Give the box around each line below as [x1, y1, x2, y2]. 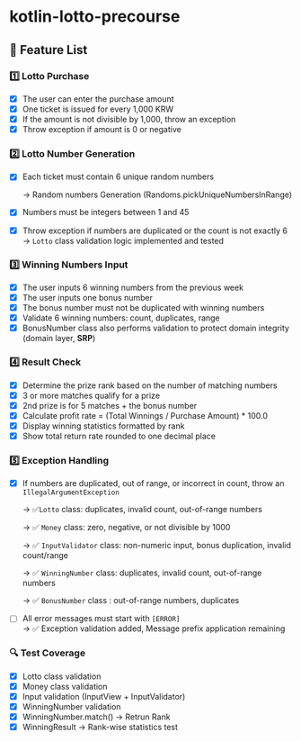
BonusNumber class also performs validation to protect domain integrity [22, 322, 290, 334]
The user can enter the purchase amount [22, 93, 174, 104]
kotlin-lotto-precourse [9, 6, 181, 27]
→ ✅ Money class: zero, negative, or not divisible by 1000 [22, 522, 231, 533]
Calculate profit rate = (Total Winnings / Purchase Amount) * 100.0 [22, 410, 268, 420]
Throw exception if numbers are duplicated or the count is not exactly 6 [22, 225, 288, 236]
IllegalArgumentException [22, 488, 120, 497]
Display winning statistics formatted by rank [22, 420, 185, 431]
